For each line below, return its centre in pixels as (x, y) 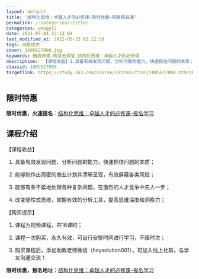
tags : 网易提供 (23, 45)
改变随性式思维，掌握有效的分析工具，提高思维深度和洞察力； (90, 199)
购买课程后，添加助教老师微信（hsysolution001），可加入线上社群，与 (99, 250)
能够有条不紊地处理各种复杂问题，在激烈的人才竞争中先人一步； (92, 187)
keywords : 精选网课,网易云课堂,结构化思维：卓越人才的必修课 (73, 56)
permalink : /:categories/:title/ (47, 23)
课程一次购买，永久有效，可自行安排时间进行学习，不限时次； (90, 237)
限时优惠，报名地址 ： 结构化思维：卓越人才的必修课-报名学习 (80, 270)
